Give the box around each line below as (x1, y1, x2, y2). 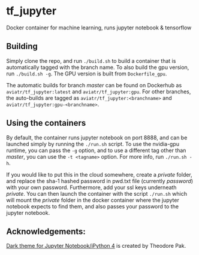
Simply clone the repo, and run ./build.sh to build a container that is (6, 57, 176, 64)
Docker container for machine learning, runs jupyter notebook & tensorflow (6, 24, 192, 31)
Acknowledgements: (6, 226, 86, 236)
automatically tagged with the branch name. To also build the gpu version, (6, 63, 189, 71)
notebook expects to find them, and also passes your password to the (6, 202, 179, 210)
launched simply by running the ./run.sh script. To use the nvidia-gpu (6, 140, 180, 147)
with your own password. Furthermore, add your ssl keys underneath (6, 184, 177, 191)
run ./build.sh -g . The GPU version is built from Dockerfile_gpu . (6, 70, 167, 77)
